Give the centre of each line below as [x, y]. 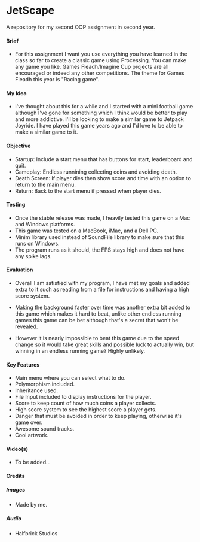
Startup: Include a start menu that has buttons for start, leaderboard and [104, 159]
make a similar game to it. [46, 132]
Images [16, 489]
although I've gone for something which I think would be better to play [101, 113]
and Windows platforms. [45, 224]
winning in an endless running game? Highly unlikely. [80, 350]
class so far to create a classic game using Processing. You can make [101, 60]
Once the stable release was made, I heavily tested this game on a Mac [102, 218]
